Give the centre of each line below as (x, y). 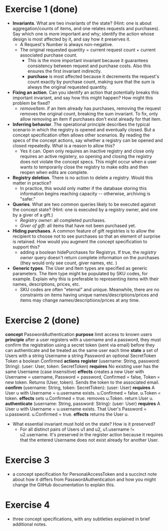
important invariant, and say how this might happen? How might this (83, 98)
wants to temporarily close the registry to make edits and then (84, 167)
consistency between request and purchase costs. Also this (89, 66)
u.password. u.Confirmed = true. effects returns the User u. (67, 414)
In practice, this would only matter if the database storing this (83, 188)
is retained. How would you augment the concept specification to (80, 241)
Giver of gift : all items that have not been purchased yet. (78, 225)
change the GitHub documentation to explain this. (64, 484)
